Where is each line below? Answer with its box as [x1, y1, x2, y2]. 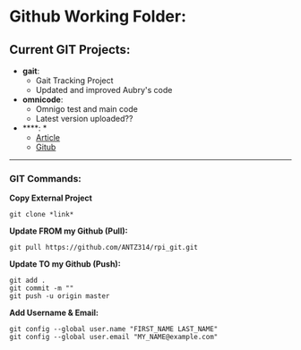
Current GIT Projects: [9, 42, 131, 57]
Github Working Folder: [9, 6, 186, 27]
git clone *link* [9, 210, 74, 219]
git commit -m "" [9, 284, 74, 293]
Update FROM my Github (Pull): [9, 226, 128, 236]
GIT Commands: [9, 172, 82, 184]
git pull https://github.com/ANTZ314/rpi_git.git [9, 243, 199, 252]
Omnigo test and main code [35, 104, 139, 114]
